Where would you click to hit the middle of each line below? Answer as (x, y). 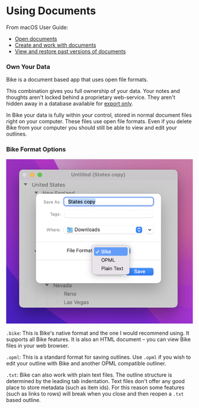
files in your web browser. (38, 345)
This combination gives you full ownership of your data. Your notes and (93, 91)
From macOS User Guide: (37, 27)
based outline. (24, 400)
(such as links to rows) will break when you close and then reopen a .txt (95, 393)
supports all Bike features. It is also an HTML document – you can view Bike (99, 339)
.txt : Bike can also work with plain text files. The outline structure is (89, 375)
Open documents (36, 38)
